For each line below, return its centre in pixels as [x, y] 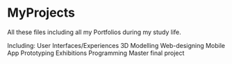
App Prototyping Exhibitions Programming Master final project [96, 53]
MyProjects [41, 13]
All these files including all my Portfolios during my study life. [94, 32]
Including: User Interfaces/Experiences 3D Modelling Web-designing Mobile [116, 45]
